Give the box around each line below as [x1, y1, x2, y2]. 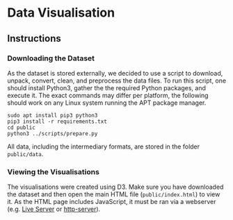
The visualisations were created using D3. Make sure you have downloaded [7, 183, 224, 192]
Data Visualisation [7, 5, 115, 21]
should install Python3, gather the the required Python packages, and [7, 83, 207, 92]
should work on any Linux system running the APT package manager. [7, 99, 207, 107]
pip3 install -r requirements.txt [7, 118, 108, 125]
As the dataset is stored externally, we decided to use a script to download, [7, 69, 223, 77]
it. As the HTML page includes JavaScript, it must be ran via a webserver [7, 198, 216, 206]
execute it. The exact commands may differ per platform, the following [7, 91, 209, 99]
